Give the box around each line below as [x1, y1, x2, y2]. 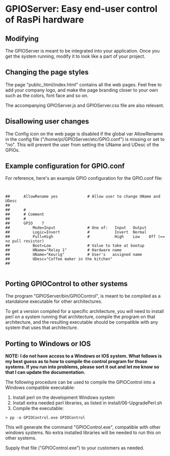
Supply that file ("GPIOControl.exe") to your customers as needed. [5, 445, 145, 451]
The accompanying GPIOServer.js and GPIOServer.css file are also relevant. [5, 102, 164, 108]
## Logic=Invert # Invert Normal [5, 230, 147, 235]
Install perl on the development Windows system [12, 394, 115, 401]
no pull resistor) [5, 238, 44, 244]
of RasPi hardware [5, 14, 84, 26]
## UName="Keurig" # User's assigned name [5, 252, 143, 257]
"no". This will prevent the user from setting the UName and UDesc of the [5, 141, 159, 148]
